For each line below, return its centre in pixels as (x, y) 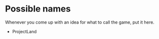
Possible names (38, 9)
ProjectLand (24, 31)
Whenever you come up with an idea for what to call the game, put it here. (80, 22)
